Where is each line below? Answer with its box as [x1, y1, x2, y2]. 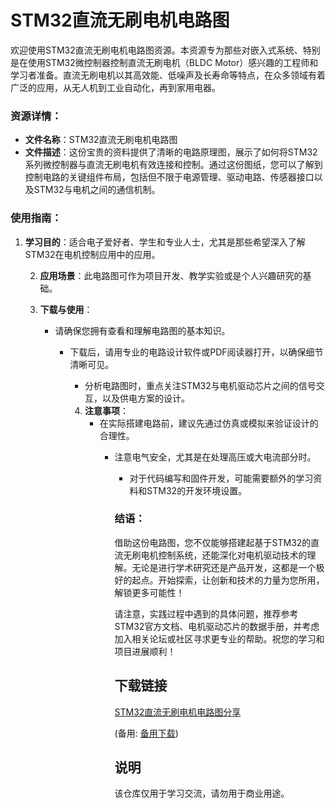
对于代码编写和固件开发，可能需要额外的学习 [129, 472, 314, 484]
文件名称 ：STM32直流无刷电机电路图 [24, 134, 178, 146]
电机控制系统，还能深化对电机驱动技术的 [140, 549, 308, 561]
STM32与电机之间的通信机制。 [33, 184, 161, 196]
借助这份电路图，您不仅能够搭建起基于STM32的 [114, 536, 312, 548]
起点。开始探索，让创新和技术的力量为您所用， [131, 574, 325, 586]
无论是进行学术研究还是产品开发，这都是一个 [131, 561, 317, 573]
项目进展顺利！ [114, 645, 177, 657]
